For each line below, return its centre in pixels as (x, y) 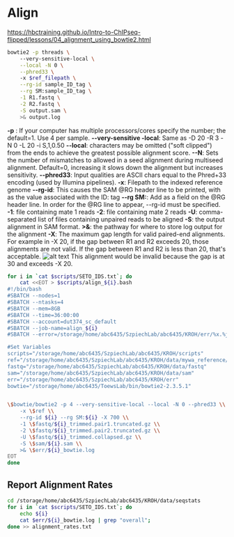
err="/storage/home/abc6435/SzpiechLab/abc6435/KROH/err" (93, 380)
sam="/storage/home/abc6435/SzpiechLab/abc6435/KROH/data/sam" (101, 373)
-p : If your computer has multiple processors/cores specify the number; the (117, 130)
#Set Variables (29, 347)
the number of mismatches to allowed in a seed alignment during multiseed (115, 160)
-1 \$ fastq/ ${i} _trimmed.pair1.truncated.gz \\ (90, 424)
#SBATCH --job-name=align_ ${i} (53, 328)
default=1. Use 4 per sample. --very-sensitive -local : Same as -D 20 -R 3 (113, 138)
